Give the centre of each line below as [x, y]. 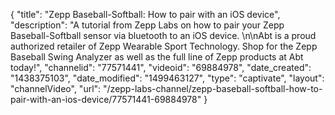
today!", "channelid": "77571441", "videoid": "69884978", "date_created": [161, 67]
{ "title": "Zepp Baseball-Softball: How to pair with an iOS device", [145, 14]
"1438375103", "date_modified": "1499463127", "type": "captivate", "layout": [167, 78]
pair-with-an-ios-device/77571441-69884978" [106, 99]
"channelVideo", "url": [56, 88]
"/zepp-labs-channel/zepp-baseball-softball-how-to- [213, 88]
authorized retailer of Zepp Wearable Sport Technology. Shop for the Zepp [164, 46]
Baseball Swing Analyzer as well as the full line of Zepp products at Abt [157, 57]
